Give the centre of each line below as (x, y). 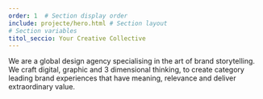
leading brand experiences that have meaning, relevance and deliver (122, 78)
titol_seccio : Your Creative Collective (77, 38)
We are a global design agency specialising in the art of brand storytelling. (132, 61)
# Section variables (43, 31)
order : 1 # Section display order (68, 16)
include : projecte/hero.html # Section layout (88, 23)
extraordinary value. (42, 87)
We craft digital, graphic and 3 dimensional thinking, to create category (126, 70)
